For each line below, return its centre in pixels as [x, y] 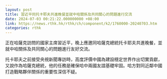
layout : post [19, 10]
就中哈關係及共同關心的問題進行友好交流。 [49, 49]
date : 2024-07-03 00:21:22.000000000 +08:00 [52, 19]
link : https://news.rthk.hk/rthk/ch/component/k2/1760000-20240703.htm [81, 23]
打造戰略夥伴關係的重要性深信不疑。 [42, 72]
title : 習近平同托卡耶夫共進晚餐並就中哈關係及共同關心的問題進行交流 [69, 14]
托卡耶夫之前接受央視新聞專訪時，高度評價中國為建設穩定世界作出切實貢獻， [84, 59]
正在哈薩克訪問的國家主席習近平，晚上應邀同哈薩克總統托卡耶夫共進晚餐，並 [84, 43]
